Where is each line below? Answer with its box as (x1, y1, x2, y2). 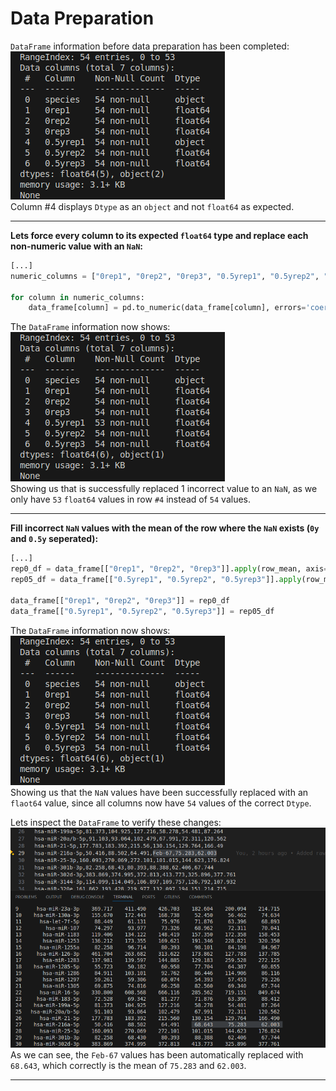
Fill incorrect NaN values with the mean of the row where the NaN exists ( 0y (10, 522, 320, 534)
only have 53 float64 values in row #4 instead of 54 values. (10, 493, 252, 506)
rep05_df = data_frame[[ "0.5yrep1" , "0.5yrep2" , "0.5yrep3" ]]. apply (10, 575, 302, 585)
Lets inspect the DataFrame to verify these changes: (10, 816, 222, 828)
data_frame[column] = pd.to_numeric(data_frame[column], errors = (28, 303, 307, 313)
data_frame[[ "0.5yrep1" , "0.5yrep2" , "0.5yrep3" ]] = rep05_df (10, 606, 275, 616)
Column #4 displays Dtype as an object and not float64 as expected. (10, 200, 295, 212)
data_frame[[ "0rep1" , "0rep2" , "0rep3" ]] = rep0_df (10, 595, 230, 606)
